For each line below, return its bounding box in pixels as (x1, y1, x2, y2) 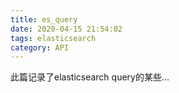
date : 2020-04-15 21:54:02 (10, 24, 123, 34)
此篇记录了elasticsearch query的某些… (10, 71, 170, 83)
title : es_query (10, 14, 78, 25)
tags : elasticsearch (10, 33, 97, 43)
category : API (10, 42, 70, 53)
